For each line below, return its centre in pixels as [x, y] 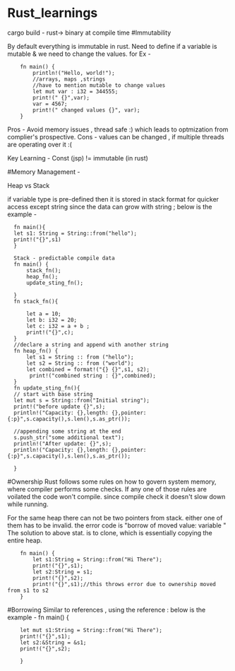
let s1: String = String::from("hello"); [76, 233]
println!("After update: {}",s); [63, 443]
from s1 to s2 [28, 590]
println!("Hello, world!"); [74, 73]
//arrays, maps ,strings [69, 79]
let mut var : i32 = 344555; [76, 91]
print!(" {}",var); [61, 98]
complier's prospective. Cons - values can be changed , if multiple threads [116, 136]
